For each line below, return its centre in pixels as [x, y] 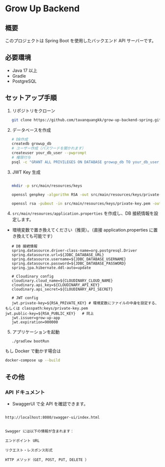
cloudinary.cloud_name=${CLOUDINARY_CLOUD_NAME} [62, 281]
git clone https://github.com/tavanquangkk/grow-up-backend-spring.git [86, 120]
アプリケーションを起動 [36, 332]
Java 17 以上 [25, 70]
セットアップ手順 [31, 98]
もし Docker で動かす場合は [33, 351]
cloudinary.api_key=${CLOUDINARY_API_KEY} [55, 285]
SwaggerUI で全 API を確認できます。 [50, 404]
